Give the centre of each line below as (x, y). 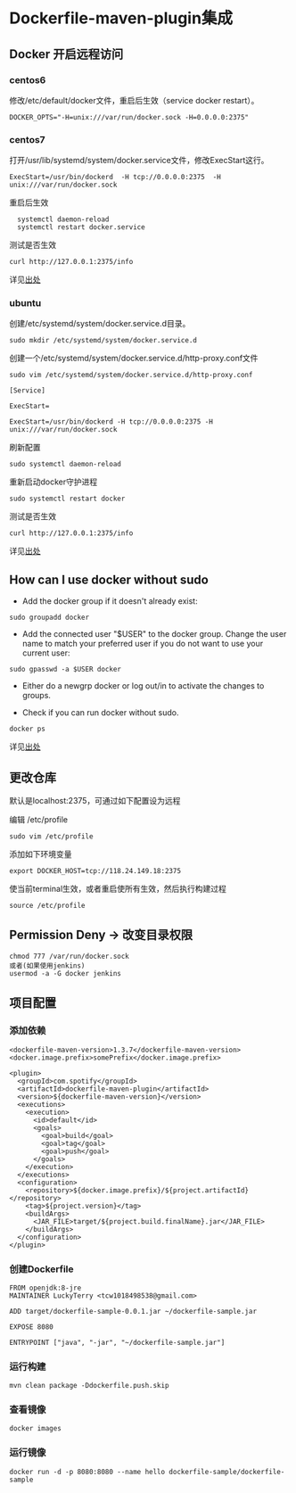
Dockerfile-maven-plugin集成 (121, 18)
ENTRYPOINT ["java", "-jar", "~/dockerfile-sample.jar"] (117, 1342)
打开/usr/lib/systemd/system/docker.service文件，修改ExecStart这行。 (139, 161)
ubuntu (25, 303)
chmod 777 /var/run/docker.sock (69, 956)
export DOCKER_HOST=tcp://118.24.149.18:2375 (95, 871)
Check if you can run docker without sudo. (101, 713)
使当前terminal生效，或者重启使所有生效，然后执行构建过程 (118, 889)
